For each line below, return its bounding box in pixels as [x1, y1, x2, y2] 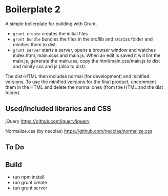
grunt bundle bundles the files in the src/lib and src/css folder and [12, 36, 153, 42]
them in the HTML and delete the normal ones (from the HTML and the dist [5, 84, 163, 90]
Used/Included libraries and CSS [5, 104, 112, 113]
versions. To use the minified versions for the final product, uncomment [5, 79, 156, 85]
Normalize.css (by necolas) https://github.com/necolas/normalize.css [5, 128, 153, 134]
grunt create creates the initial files [12, 30, 88, 36]
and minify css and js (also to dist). [12, 63, 87, 69]
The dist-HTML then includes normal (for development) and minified [5, 73, 150, 79]
